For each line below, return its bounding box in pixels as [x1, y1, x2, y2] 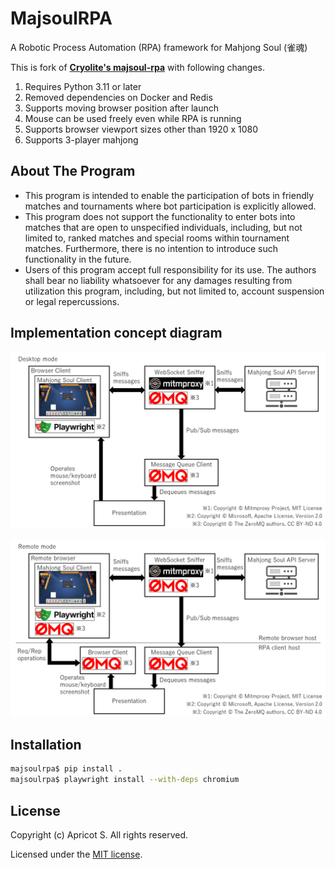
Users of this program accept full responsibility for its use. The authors [24, 263, 317, 276]
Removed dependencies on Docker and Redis [24, 91, 213, 103]
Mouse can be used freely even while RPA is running [24, 112, 242, 124]
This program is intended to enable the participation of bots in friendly [24, 189, 315, 201]
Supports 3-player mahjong [24, 133, 139, 146]
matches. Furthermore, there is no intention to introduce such [24, 242, 278, 254]
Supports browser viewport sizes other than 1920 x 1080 [24, 123, 259, 135]
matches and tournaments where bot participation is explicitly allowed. [24, 200, 317, 212]
